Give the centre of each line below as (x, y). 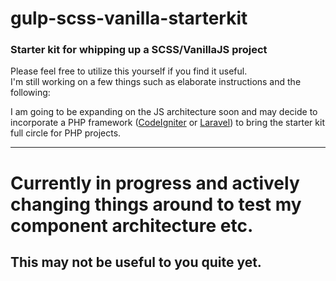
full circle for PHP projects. (66, 133)
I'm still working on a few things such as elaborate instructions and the (156, 82)
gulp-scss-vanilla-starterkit (129, 18)
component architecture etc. (132, 225)
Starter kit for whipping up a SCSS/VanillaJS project (139, 50)
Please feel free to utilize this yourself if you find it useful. (129, 71)
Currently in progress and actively (155, 183)
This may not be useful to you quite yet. (136, 262)
